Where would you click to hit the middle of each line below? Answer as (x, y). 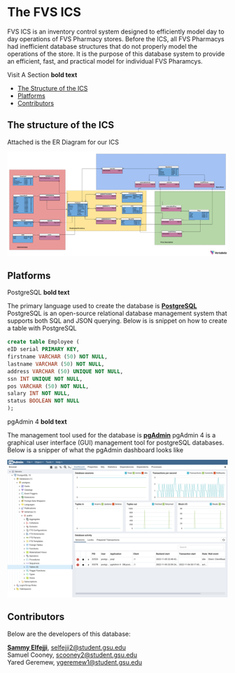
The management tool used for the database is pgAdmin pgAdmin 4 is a (112, 435)
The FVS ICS (44, 12)
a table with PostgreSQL (42, 328)
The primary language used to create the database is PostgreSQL (102, 306)
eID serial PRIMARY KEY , (43, 349)
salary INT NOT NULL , (39, 393)
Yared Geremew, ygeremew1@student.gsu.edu (75, 662)
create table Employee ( (43, 342)
